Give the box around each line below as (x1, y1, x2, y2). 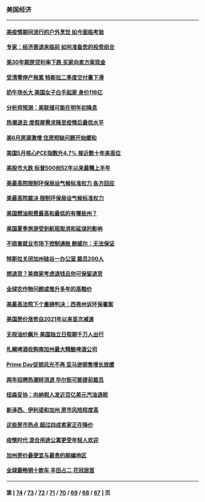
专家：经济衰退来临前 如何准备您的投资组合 (6, 43, 115, 51)
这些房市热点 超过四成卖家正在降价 (6, 421, 93, 429)
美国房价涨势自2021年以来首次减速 (6, 316, 95, 323)
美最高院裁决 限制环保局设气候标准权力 (6, 194, 104, 202)
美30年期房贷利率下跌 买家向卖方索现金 (6, 59, 106, 66)
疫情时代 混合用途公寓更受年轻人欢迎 (6, 436, 99, 443)
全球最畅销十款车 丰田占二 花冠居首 (6, 467, 95, 474)
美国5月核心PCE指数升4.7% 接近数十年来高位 (6, 149, 121, 156)
